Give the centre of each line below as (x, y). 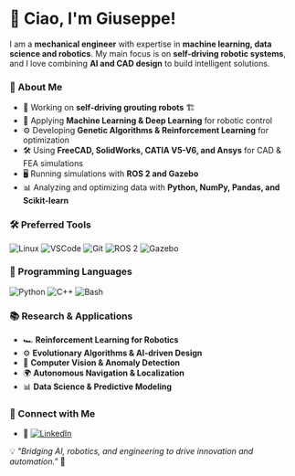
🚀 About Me (36, 87)
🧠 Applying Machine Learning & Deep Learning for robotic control (147, 121)
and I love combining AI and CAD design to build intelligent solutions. (140, 63)
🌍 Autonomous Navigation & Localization (104, 373)
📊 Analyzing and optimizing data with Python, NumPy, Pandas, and (151, 187)
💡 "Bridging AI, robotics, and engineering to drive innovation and (132, 451)
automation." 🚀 (37, 461)
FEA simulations (53, 164)
